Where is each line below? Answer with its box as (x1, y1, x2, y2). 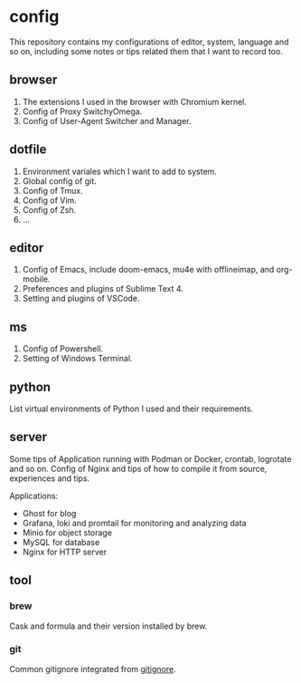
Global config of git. (22, 175, 97, 187)
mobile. (22, 274, 52, 284)
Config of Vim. (22, 195, 77, 206)
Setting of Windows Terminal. (22, 353, 133, 364)
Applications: (9, 490, 59, 501)
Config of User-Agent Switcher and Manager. (22, 115, 192, 126)
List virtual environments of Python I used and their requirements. (9, 403, 254, 414)
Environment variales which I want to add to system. (22, 166, 217, 177)
